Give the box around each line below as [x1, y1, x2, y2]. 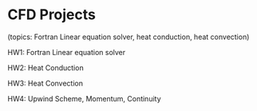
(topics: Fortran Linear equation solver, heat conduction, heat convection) [7, 32, 250, 42]
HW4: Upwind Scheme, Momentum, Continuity [7, 93, 161, 103]
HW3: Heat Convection [7, 78, 83, 88]
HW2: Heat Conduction [7, 62, 85, 73]
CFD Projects [7, 6, 97, 24]
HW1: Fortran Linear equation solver [7, 47, 126, 57]
